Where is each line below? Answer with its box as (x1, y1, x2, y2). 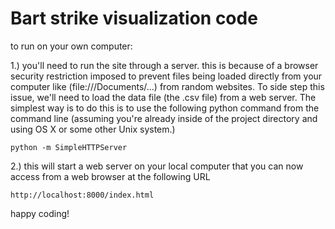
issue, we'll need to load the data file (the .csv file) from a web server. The (10, 91, 317, 103)
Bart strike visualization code (10, 7, 258, 30)
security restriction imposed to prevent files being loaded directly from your (10, 70, 323, 82)
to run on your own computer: (10, 40, 133, 52)
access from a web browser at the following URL (10, 170, 211, 182)
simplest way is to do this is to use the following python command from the (10, 102, 320, 114)
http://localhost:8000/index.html (10, 190, 155, 200)
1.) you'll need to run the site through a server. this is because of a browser (10, 59, 319, 71)
